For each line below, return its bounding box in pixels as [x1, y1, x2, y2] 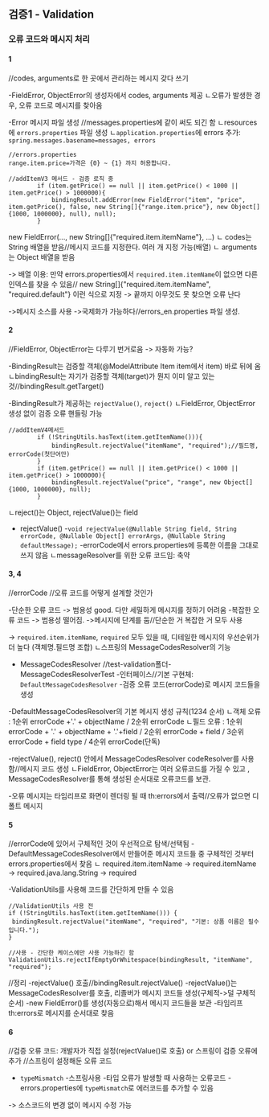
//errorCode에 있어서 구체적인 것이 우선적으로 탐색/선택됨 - [8, 839, 195, 848]
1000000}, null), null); [33, 210, 116, 218]
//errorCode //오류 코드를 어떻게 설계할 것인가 [8, 588, 153, 598]
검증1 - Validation [8, 7, 95, 22]
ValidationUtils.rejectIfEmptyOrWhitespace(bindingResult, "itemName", [8, 956, 253, 964]
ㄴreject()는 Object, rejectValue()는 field [8, 507, 139, 517]
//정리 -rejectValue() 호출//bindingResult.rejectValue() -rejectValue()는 [8, 978, 238, 988]
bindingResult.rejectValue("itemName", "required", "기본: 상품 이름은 [11, 918, 245, 926]
